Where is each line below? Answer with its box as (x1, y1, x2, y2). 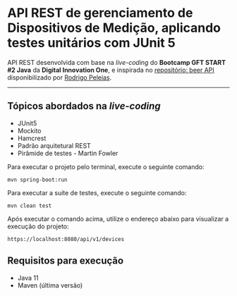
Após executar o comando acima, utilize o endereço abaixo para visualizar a (7, 214, 229, 223)
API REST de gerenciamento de (7, 5, 193, 21)
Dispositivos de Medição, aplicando (7, 20, 221, 36)
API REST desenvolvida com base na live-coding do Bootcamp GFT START (7, 58, 226, 66)
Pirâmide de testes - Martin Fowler (17, 149, 119, 157)
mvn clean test (7, 202, 52, 209)
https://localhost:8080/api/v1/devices (7, 235, 125, 242)
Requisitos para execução (7, 255, 124, 267)
